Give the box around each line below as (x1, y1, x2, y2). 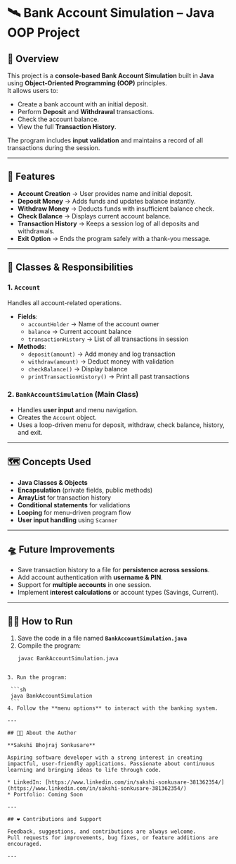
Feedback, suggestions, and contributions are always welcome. (7, 828, 197, 835)
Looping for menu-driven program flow (17, 508, 131, 517)
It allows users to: (7, 87, 58, 94)
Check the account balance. (17, 115, 100, 123)
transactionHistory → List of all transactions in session (27, 335, 189, 343)
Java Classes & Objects (17, 478, 88, 486)
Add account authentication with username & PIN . (17, 573, 163, 581)
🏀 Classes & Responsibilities (7, 261, 133, 273)
